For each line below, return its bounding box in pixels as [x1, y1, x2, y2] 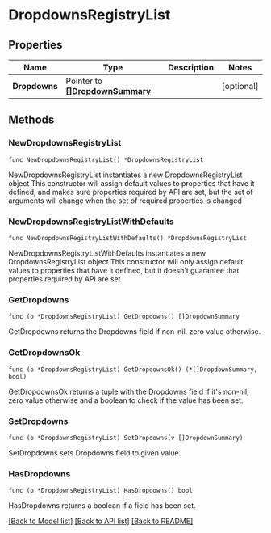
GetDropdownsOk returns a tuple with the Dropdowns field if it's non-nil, [8, 387, 249, 396]
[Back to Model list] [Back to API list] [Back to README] [8, 516, 194, 527]
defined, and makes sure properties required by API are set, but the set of [8, 187, 254, 197]
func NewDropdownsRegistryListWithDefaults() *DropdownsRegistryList [8, 234, 248, 242]
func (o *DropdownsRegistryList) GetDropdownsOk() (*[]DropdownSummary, [8, 366, 258, 374]
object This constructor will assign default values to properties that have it [8, 178, 255, 188]
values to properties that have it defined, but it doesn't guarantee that [8, 265, 240, 275]
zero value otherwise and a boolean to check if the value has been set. [8, 395, 244, 405]
